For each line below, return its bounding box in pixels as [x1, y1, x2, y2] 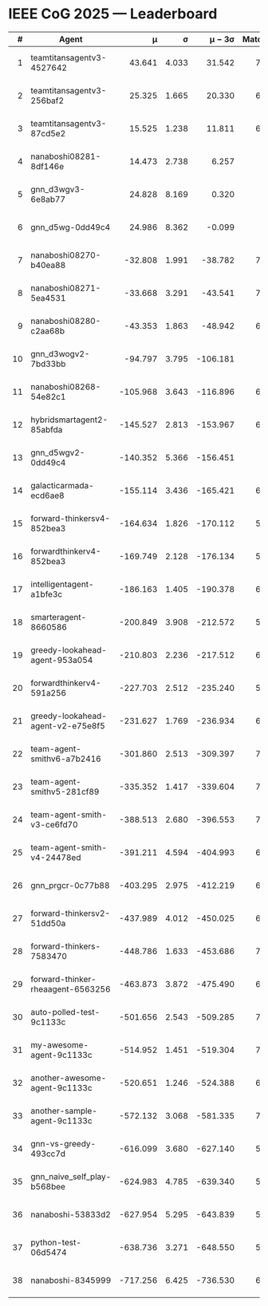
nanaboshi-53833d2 [30, 1209, 112, 1220]
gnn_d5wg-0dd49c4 [30, 221, 111, 232]
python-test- [30, 1237, 82, 1248]
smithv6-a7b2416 [30, 753, 101, 764]
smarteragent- [30, 611, 87, 622]
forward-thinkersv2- [30, 907, 110, 918]
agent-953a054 [30, 654, 93, 665]
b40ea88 [30, 259, 66, 270]
